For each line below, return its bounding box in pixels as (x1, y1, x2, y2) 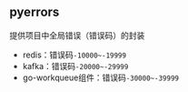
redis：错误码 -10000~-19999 (22, 49, 127, 60)
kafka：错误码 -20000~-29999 (22, 60, 129, 71)
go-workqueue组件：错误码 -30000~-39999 (22, 72, 180, 83)
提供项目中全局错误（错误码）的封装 (9, 29, 145, 41)
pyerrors (9, 5, 60, 20)
